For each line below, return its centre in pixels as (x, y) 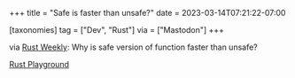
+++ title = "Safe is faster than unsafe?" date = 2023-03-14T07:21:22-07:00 (147, 13)
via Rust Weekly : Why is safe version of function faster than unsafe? (134, 47)
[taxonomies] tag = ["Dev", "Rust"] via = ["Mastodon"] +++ (116, 30)
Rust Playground (39, 64)
